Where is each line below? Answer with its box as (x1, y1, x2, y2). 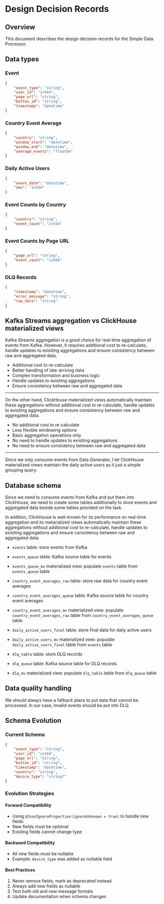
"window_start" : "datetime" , (14, 140, 73, 145)
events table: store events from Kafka (12, 545, 88, 550)
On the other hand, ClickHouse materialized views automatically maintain (5, 397, 152, 403)
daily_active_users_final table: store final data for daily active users (12, 627, 152, 633)
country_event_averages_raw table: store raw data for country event (12, 578, 148, 584)
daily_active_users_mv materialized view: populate (12, 636, 115, 643)
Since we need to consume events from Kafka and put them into (5, 494, 134, 500)
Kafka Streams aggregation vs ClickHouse (5, 316, 137, 325)
